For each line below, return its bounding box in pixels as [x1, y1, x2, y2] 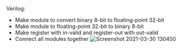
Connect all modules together [14, 36, 89, 42]
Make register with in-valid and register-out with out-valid [14, 29, 158, 36]
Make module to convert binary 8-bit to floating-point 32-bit [14, 17, 165, 23]
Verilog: [6, 5, 26, 12]
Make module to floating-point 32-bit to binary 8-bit [14, 23, 144, 30]
